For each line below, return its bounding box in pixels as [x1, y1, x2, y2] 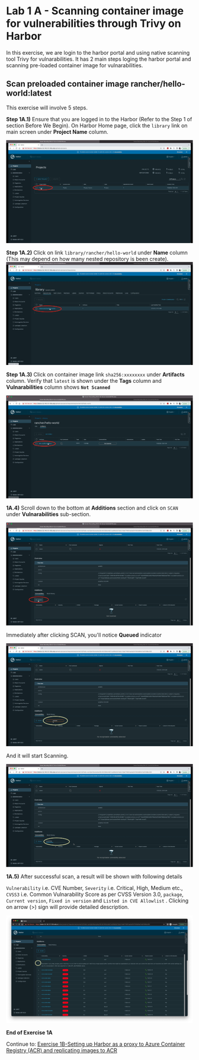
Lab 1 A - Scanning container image [6, 4, 184, 18]
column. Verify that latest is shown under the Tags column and [6, 377, 162, 384]
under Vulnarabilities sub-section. [6, 511, 91, 518]
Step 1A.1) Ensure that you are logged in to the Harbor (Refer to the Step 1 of [6, 115, 192, 122]
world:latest [6, 88, 52, 99]
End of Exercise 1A [6, 1028, 53, 1036]
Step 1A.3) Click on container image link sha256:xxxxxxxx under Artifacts [6, 370, 185, 378]
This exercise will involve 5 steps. [6, 104, 88, 111]
